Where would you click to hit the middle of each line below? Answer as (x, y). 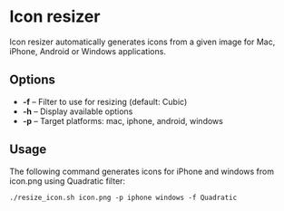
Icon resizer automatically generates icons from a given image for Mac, (142, 42)
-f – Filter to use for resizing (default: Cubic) (105, 101)
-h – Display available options (78, 111)
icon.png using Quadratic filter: (67, 181)
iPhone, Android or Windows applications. (88, 51)
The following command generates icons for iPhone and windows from (142, 171)
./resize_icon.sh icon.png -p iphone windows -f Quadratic (123, 197)
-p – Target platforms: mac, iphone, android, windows (123, 120)
